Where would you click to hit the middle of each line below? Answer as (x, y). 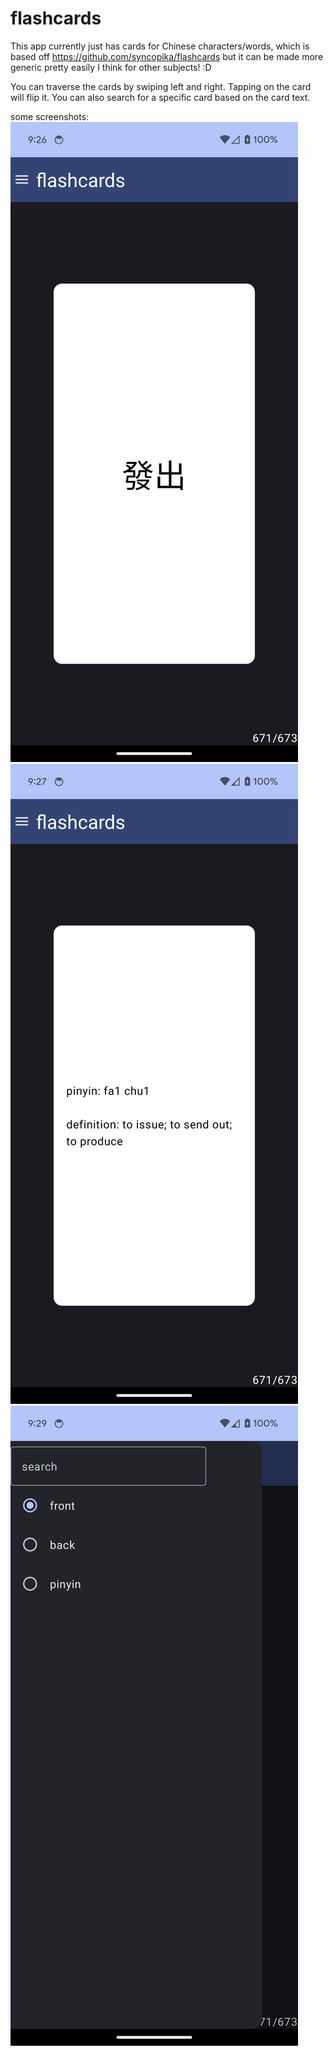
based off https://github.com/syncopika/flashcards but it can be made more (167, 56)
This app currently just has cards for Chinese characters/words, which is (160, 46)
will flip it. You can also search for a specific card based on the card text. (160, 97)
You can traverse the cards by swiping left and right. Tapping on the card (161, 86)
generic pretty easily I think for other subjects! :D (111, 67)
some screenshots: (50, 116)
